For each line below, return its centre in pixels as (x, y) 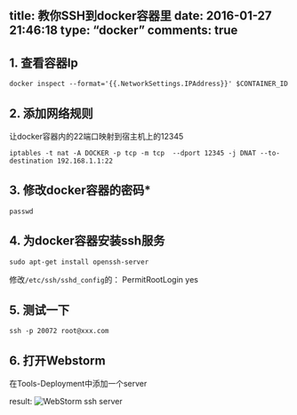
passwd (21, 211)
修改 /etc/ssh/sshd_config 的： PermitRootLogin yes (104, 279)
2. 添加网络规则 (51, 113)
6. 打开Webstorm (57, 360)
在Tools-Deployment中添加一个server (78, 384)
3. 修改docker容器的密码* (80, 191)
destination (31, 161)
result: (21, 402)
